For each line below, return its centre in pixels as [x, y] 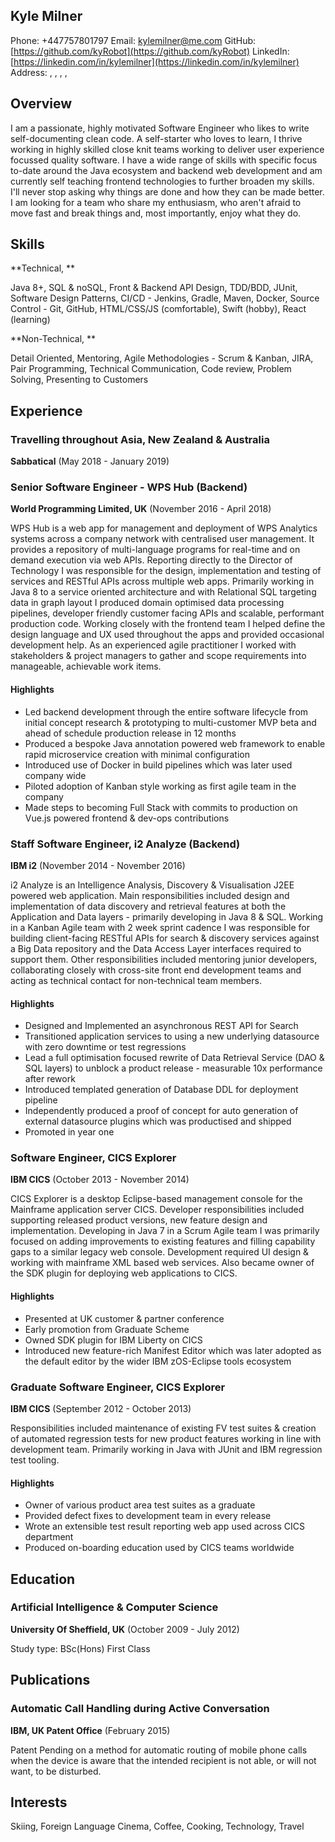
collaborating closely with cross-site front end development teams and [156, 970]
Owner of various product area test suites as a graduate [140, 1505]
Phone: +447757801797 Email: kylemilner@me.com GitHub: [133, 40]
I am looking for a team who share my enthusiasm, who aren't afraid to [156, 202]
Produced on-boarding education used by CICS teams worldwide [159, 1548]
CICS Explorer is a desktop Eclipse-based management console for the [156, 1199]
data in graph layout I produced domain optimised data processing [147, 603]
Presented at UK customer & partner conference [124, 1318]
